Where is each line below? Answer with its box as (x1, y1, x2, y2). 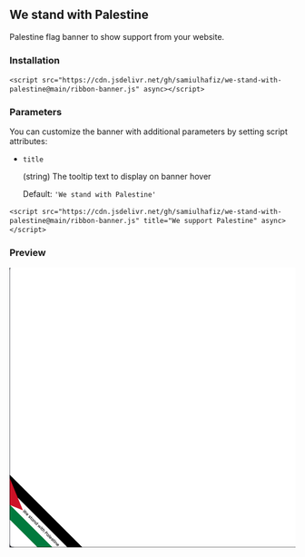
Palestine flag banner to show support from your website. (9, 31, 225, 42)
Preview (9, 247, 46, 259)
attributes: (9, 136, 48, 147)
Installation (9, 54, 61, 66)
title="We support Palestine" (143, 217, 258, 226)
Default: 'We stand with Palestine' (22, 189, 157, 200)
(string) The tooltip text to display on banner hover (22, 171, 212, 182)
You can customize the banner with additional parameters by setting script (9, 126, 289, 137)
